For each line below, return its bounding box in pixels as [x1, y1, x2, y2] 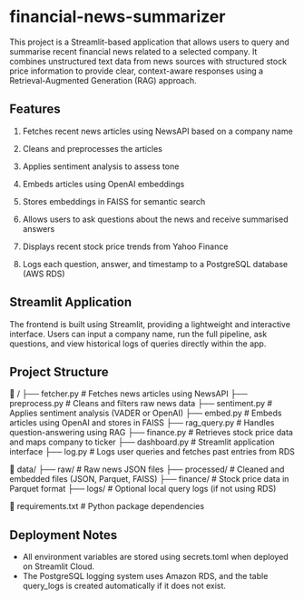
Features [9, 102, 61, 117]
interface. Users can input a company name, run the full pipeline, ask [9, 328, 268, 339]
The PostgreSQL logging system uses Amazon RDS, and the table [22, 571, 269, 582]
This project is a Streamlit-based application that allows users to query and [9, 36, 290, 47]
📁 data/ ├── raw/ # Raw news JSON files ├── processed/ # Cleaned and [9, 464, 285, 475]
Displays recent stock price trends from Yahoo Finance [22, 241, 229, 252]
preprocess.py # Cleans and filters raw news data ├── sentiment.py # [9, 398, 273, 409]
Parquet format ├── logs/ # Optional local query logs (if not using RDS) [9, 484, 277, 495]
